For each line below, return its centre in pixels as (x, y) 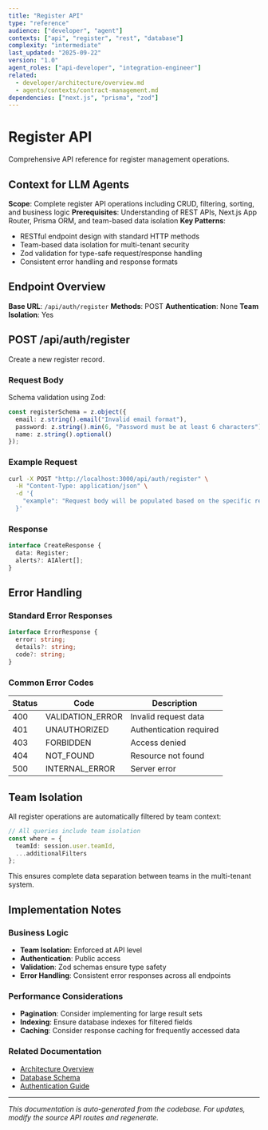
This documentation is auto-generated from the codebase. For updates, (127, 1108)
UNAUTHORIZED (77, 730)
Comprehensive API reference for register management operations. (119, 159)
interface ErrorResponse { (53, 632)
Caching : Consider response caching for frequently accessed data (130, 1031)
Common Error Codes (51, 683)
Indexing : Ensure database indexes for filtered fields (106, 1022)
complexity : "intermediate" (55, 46)
